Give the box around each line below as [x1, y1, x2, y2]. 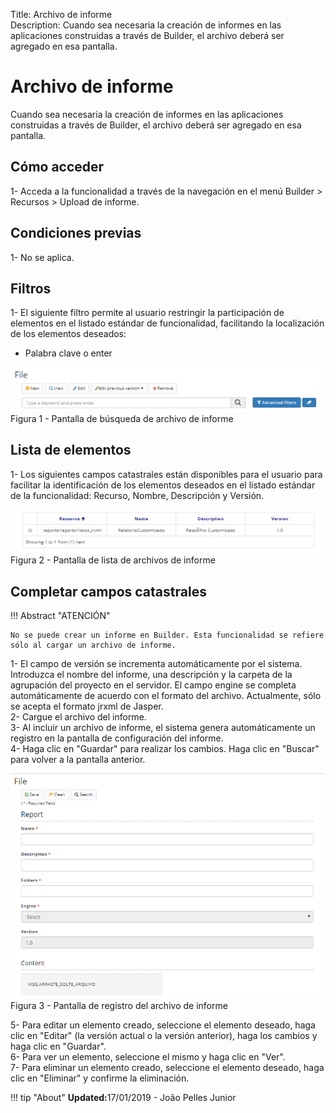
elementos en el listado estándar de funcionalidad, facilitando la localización [10, 317, 325, 329]
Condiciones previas [10, 225, 142, 242]
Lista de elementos [10, 442, 132, 459]
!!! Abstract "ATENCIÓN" [10, 609, 111, 621]
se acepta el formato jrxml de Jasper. [10, 700, 164, 712]
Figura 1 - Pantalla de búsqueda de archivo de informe [10, 412, 234, 424]
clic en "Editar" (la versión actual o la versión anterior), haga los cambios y [10, 1030, 318, 1042]
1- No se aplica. [10, 251, 75, 263]
